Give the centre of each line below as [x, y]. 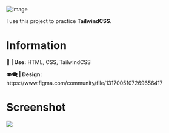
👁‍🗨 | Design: [24, 74]
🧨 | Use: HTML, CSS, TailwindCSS [48, 62]
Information [36, 46]
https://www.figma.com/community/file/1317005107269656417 [85, 83]
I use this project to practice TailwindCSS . [59, 21]
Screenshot [36, 107]
